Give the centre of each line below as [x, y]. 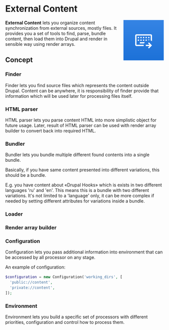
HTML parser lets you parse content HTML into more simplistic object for [81, 120]
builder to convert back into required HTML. [51, 130]
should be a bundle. [26, 175]
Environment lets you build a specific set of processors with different [76, 317]
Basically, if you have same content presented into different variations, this [82, 170]
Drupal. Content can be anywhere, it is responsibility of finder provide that [82, 91]
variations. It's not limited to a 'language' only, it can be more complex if [80, 196]
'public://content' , [31, 283]
